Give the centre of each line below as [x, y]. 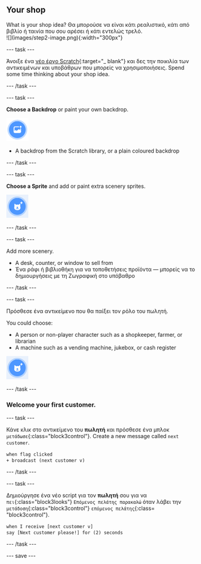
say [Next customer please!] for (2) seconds [64, 533]
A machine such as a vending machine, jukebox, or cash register [96, 347]
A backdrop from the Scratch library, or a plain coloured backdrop [97, 151]
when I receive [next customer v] [50, 527]
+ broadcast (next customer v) [46, 461]
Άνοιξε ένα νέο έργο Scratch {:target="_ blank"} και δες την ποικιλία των [98, 61]
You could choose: [30, 323]
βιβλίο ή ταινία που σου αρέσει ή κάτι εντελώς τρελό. [74, 31]
